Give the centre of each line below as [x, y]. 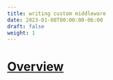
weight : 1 [21, 33]
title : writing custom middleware [57, 13]
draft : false [26, 26]
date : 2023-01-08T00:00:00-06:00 [55, 20]
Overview [35, 67]
